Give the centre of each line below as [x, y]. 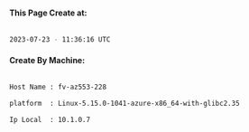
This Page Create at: [48, 13]
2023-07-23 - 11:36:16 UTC [60, 40]
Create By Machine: [47, 60]
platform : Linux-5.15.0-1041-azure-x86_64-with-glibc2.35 [125, 104]
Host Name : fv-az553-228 [58, 87]
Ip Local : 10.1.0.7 [50, 120]
